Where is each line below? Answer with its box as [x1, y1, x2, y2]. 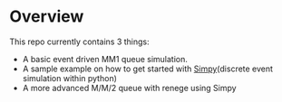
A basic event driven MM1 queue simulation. [22, 53, 189, 64]
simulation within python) [22, 72, 118, 83]
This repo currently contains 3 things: [9, 36, 150, 47]
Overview [9, 6, 84, 27]
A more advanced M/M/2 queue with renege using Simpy [22, 82, 238, 93]
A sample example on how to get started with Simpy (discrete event [22, 63, 274, 74]
